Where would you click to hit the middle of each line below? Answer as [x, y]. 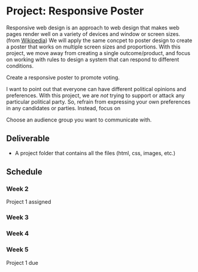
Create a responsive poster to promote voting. [63, 77]
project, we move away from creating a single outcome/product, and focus [98, 53]
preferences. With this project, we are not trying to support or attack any [95, 95]
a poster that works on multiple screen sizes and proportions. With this [93, 47]
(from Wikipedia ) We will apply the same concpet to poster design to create [99, 40]
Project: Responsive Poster [75, 11]
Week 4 [18, 234]
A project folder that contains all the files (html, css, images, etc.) [95, 153]
